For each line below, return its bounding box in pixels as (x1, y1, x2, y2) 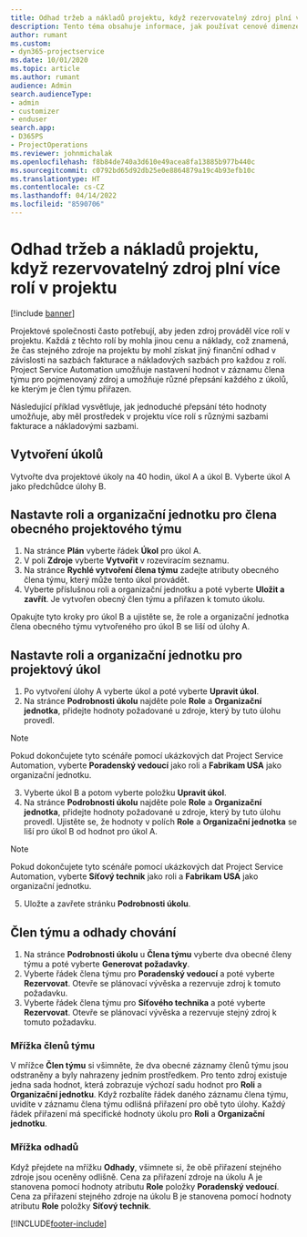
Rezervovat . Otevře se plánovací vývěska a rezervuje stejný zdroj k (23, 1007, 277, 1018)
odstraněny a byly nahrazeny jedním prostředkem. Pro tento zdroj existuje (10, 1069, 288, 1080)
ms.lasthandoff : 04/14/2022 (10, 191, 118, 200)
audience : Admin (10, 81, 72, 90)
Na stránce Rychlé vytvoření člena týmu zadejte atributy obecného (23, 565, 280, 576)
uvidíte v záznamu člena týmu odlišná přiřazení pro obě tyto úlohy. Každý (10, 1099, 286, 1109)
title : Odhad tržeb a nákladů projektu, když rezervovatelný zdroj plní (10, 13, 292, 23)
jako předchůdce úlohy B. (10, 480, 107, 492)
